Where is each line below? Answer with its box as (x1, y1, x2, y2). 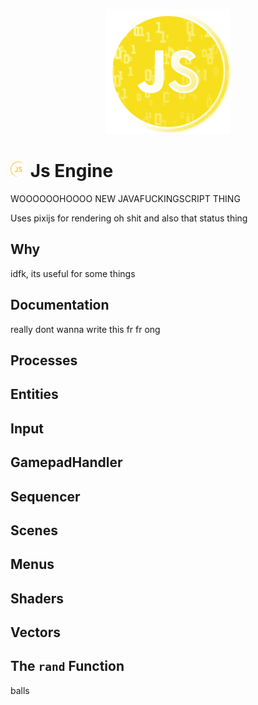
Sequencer (10, 488, 81, 505)
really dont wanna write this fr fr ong (10, 323, 161, 335)
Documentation (10, 297, 110, 314)
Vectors (10, 624, 61, 641)
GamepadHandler (10, 454, 123, 471)
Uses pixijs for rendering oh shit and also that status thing (10, 212, 248, 224)
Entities (10, 386, 59, 403)
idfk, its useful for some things (10, 267, 136, 279)
